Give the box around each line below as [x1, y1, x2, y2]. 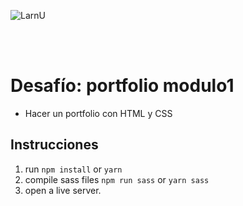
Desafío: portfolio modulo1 [10, 75, 235, 97]
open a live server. [24, 184, 102, 196]
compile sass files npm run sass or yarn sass [24, 173, 210, 185]
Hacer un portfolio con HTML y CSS [24, 107, 173, 119]
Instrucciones [10, 136, 99, 154]
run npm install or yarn [24, 163, 123, 175]
